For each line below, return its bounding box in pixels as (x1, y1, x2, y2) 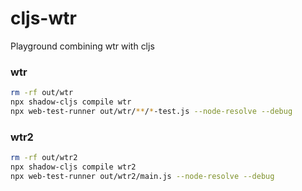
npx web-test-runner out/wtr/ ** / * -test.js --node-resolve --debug (10, 106, 293, 116)
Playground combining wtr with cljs (10, 40, 155, 52)
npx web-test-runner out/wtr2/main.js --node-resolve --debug (10, 171, 275, 181)
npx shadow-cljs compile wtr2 (10, 162, 137, 172)
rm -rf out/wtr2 (10, 153, 78, 163)
